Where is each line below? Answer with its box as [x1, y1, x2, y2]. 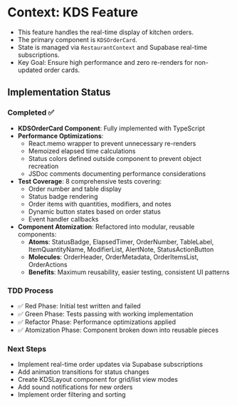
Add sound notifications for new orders [17, 382, 133, 392]
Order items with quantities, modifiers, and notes [28, 199, 172, 208]
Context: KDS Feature [7, 4, 139, 21]
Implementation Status [7, 86, 111, 98]
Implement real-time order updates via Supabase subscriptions [17, 360, 204, 369]
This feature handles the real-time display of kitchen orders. [17, 28, 194, 36]
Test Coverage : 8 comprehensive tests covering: [17, 177, 162, 185]
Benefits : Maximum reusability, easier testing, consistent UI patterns [28, 268, 230, 276]
